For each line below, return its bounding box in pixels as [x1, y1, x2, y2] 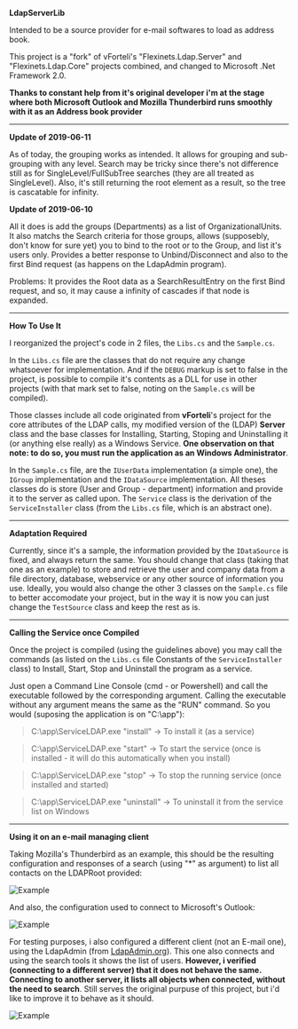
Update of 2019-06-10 [9, 204, 93, 214]
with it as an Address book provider [9, 107, 144, 116]
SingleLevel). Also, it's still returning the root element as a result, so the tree [9, 178, 286, 187]
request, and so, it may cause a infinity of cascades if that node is [9, 286, 250, 296]
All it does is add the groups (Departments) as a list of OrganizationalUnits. [9, 221, 282, 232]
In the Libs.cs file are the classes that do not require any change [9, 355, 246, 365]
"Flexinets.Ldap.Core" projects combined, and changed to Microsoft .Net [9, 61, 276, 71]
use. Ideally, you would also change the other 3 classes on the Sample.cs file [9, 583, 288, 593]
